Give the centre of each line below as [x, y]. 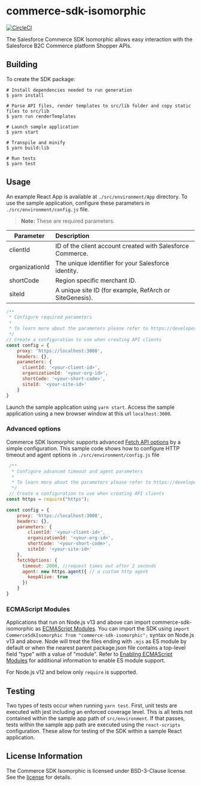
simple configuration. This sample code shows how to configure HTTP [93, 448]
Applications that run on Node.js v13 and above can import [78, 622]
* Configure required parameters [51, 317]
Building [22, 65]
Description [72, 235]
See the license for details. [39, 777]
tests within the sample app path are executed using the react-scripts [93, 725]
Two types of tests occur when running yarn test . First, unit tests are [92, 706]
